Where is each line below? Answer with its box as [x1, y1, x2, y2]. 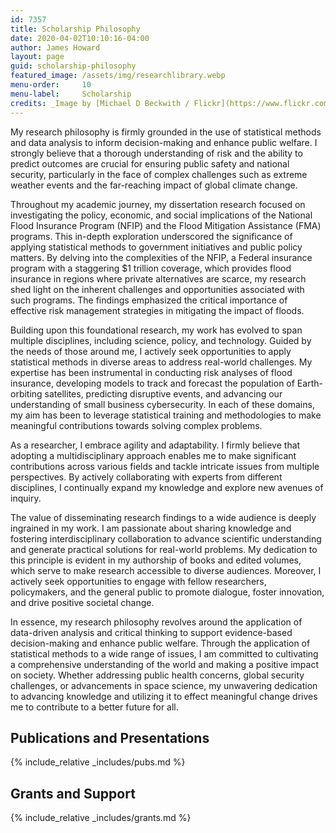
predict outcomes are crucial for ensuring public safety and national [10, 157, 290, 170]
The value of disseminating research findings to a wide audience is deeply [10, 511, 317, 523]
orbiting [10, 387, 43, 400]
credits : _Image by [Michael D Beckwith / [10, 98, 190, 108]
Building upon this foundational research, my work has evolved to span [10, 324, 303, 336]
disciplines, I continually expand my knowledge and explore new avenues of [10, 481, 324, 493]
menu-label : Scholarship [10, 89, 132, 99]
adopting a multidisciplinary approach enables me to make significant [10, 449, 297, 461]
